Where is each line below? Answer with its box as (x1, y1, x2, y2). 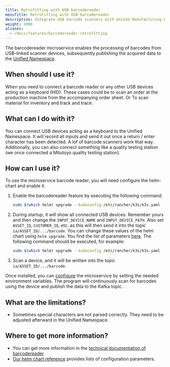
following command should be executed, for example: (12, 238, 125, 244)
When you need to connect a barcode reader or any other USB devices (5, 84, 153, 90)
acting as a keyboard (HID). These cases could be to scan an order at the (5, 89, 158, 95)
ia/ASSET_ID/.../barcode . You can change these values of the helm (12, 228, 154, 234)
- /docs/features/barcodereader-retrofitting (10, 31, 108, 36)
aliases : (5, 26, 24, 31)
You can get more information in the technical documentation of (12, 345, 146, 351)
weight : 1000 (5, 21, 33, 27)
